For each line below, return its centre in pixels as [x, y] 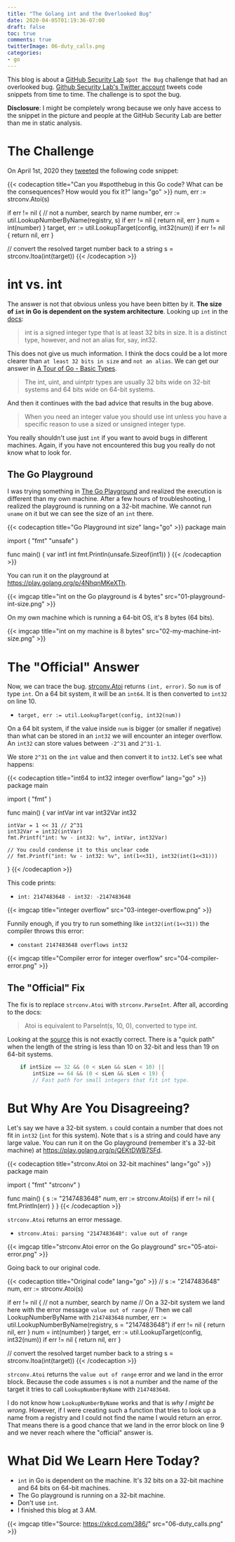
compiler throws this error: [46, 931]
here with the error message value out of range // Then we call [100, 1310]
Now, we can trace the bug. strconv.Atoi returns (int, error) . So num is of [114, 686]
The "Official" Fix [46, 987]
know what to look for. [39, 452]
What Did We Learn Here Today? [103, 1461]
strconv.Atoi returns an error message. [65, 1219]
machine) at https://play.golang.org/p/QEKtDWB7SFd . [85, 1150]
